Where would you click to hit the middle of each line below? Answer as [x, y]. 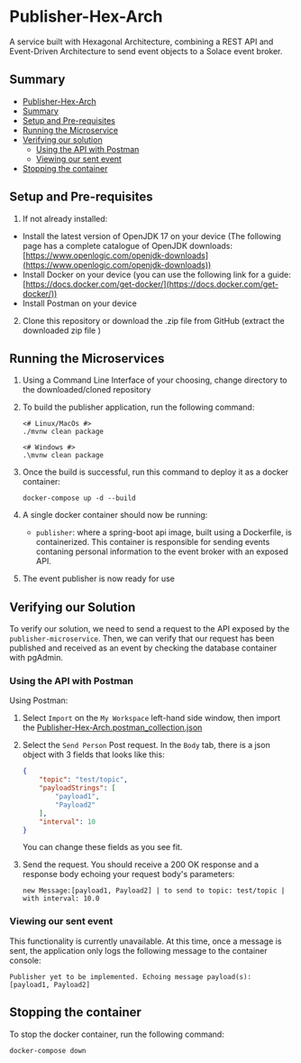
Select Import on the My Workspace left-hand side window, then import [151, 718]
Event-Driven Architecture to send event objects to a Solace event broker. [146, 51]
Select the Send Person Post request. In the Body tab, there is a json [146, 745]
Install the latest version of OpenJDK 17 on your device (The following [152, 236]
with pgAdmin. [36, 658]
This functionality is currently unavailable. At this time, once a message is [146, 941]
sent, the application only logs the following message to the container [138, 950]
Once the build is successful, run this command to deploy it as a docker [155, 472]
